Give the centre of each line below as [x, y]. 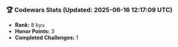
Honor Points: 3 [35, 32]
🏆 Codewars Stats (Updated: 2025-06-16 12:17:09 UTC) [89, 10]
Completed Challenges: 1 [46, 37]
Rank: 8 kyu [29, 25]
